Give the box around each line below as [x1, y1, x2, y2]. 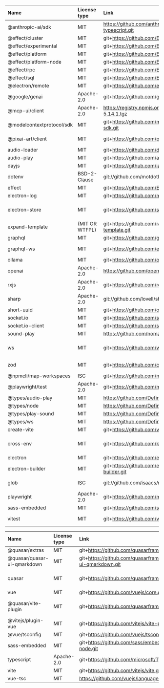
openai [7, 267, 23, 274]
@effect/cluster [7, 35, 43, 41]
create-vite [7, 426, 34, 433]
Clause [77, 176, 94, 183]
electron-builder [7, 465, 46, 472]
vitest [7, 516, 20, 522]
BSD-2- [77, 171, 98, 177]
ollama [7, 257, 23, 263]
